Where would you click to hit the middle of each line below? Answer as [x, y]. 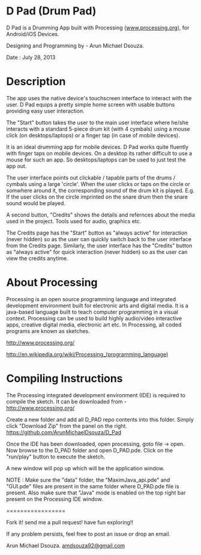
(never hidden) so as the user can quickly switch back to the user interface [99, 239]
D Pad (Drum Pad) [51, 11]
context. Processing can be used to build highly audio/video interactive [94, 318]
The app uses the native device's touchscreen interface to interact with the [99, 98]
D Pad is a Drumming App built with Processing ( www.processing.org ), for [98, 28]
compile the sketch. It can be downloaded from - [67, 401]
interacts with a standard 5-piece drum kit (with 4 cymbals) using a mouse [98, 129]
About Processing [52, 283]
